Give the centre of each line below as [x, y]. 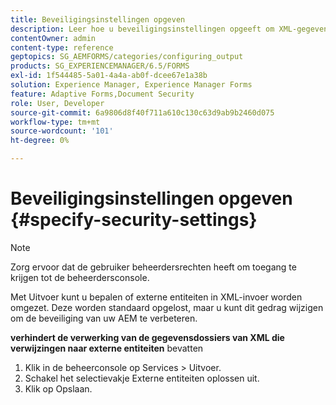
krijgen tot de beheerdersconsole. [80, 277]
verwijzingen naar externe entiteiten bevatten [107, 348]
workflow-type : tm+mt [55, 122]
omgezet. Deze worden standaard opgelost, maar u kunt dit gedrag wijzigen [167, 307]
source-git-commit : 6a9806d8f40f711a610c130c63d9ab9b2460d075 [142, 112]
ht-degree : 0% [40, 141]
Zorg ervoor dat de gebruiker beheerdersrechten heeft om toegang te [153, 267]
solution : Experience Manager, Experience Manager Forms [131, 85]
